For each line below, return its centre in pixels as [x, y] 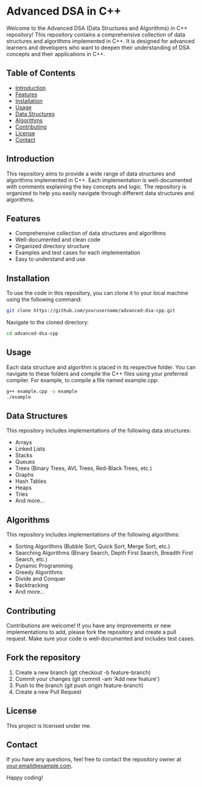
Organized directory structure [52, 246]
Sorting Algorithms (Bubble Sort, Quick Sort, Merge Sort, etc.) [92, 546]
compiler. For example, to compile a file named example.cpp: [83, 380]
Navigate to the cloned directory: [48, 322]
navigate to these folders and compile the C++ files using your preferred [97, 374]
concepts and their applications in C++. [56, 54]
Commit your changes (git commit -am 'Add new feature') [87, 678]
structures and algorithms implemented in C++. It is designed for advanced [100, 41]
